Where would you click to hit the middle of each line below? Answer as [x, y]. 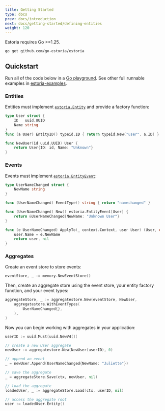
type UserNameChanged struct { [37, 185]
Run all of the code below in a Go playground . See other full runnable [75, 78]
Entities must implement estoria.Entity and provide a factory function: [77, 107]
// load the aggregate [28, 386]
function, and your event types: [37, 291]
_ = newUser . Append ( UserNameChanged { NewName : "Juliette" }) [67, 364]
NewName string [29, 189]
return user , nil [32, 239]
